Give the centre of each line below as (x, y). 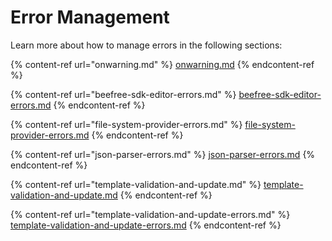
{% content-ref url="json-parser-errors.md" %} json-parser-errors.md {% (163, 154)
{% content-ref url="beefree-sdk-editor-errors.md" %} (123, 94)
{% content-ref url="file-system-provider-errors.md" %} (126, 124)
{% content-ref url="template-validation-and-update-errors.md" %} (150, 214)
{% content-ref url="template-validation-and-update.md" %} (136, 184)
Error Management (90, 17)
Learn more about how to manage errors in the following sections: (146, 45)
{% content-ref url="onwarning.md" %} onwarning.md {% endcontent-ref (162, 64)
